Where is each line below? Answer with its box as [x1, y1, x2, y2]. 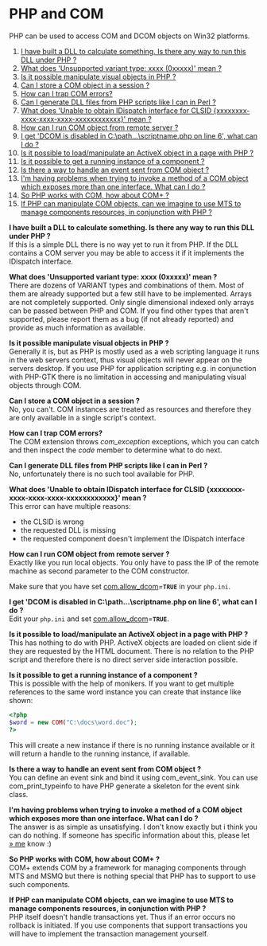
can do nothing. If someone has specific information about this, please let [9, 830, 250, 840]
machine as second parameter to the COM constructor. [9, 566, 190, 576]
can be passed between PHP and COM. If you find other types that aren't [9, 306, 249, 315]
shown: [9, 695, 33, 705]
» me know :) [9, 838, 52, 848]
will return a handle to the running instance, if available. [9, 749, 191, 758]
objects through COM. [9, 380, 82, 390]
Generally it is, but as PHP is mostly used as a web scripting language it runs [9, 346, 260, 356]
